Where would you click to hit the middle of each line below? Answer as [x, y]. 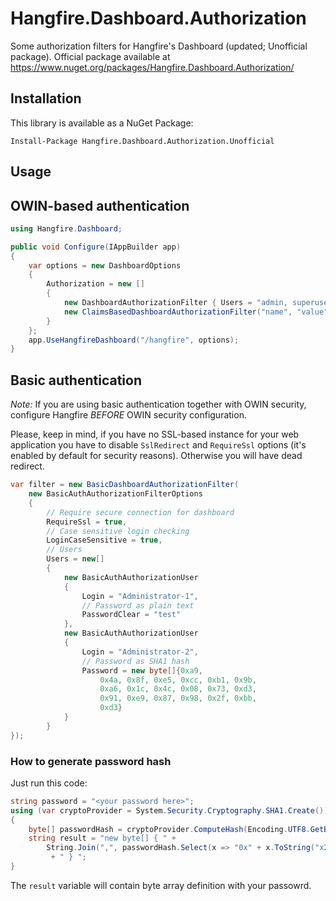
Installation [46, 98]
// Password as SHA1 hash [135, 661]
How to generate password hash [91, 761]
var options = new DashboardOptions [105, 265]
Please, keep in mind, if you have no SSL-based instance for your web [155, 434]
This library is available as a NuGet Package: [102, 123]
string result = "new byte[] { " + [102, 838]
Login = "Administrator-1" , [140, 596]
